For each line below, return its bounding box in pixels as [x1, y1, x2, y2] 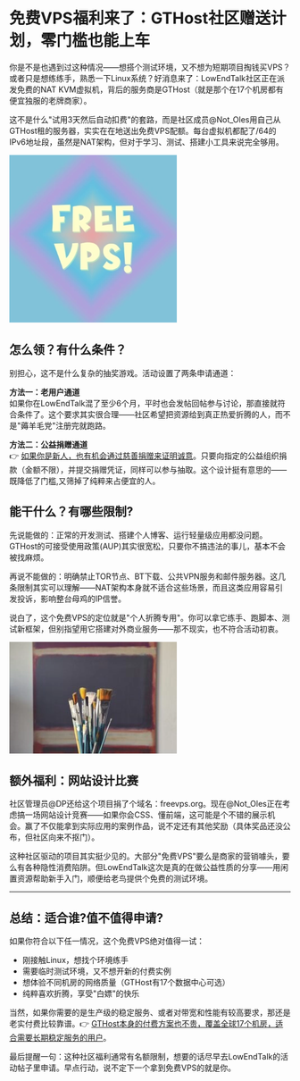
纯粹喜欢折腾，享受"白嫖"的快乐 [21, 988, 140, 999]
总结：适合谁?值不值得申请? [9, 910, 163, 926]
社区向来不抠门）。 [32, 832, 100, 842]
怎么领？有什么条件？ [9, 342, 127, 357]
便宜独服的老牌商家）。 [9, 95, 92, 105]
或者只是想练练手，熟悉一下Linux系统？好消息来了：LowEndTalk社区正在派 [9, 72, 286, 83]
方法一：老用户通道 [9, 386, 80, 398]
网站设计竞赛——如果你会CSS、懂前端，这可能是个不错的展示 [39, 809, 268, 820]
